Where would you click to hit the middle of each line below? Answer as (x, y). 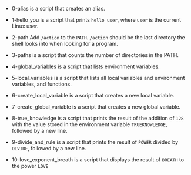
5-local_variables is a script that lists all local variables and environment (98, 78)
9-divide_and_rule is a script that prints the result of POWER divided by (95, 142)
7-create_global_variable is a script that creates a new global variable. (96, 107)
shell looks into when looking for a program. (65, 44)
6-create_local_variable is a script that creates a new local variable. (93, 95)
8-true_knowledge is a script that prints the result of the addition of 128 (98, 118)
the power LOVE (30, 166)
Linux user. (25, 26)
